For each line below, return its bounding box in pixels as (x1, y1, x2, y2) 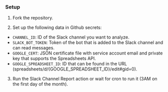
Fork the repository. (12, 15, 54, 21)
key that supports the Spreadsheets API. (12, 55, 96, 61)
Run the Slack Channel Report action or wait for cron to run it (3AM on (12, 76, 157, 82)
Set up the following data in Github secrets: (12, 24, 102, 30)
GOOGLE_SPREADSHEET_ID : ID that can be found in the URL (12, 61, 127, 67)
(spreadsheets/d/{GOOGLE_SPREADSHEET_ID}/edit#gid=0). (12, 66, 137, 72)
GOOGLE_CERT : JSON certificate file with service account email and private (12, 50, 163, 56)
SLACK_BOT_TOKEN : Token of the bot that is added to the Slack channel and (12, 39, 163, 45)
